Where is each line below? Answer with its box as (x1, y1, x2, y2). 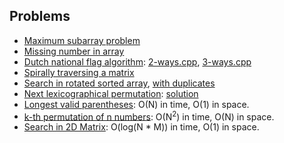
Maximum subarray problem (23, 34, 141, 46)
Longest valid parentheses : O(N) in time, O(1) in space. (23, 98, 250, 110)
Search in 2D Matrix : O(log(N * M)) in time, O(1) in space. (23, 121, 260, 133)
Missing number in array (23, 45, 125, 57)
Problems (9, 8, 71, 25)
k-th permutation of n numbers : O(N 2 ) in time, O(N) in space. (23, 109, 275, 123)
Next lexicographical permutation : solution (23, 87, 199, 99)
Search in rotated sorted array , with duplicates (23, 77, 216, 89)
